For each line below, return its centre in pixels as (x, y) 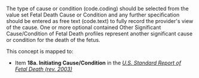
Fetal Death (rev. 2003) (44, 69)
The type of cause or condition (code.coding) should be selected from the (98, 9)
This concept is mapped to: (40, 51)
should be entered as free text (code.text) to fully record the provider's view (100, 21)
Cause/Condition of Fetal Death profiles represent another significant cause (99, 34)
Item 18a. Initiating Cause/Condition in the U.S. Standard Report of (98, 63)
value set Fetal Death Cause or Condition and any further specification (93, 15)
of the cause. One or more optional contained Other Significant (84, 27)
